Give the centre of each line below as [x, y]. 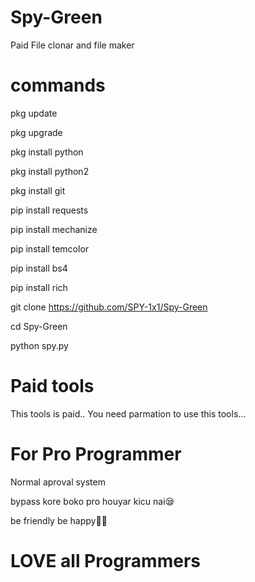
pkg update [34, 113]
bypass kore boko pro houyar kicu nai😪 [92, 501]
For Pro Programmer [96, 454]
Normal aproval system [58, 482]
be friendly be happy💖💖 [59, 520]
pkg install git [38, 190]
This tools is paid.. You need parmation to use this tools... [128, 413]
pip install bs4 [39, 268]
